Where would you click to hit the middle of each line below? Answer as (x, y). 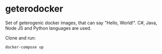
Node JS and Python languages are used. (48, 28)
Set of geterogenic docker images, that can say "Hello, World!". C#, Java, (81, 23)
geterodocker (34, 9)
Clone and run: (21, 38)
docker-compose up (24, 47)
